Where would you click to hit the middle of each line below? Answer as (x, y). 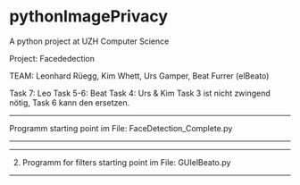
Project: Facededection (52, 58)
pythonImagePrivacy (88, 17)
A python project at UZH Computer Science (89, 41)
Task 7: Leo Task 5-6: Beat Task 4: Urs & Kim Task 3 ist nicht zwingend (140, 93)
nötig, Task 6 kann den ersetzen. (70, 102)
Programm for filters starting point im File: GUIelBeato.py (126, 162)
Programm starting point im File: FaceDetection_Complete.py (121, 128)
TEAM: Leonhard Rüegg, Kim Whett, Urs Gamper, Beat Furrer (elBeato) (139, 76)
